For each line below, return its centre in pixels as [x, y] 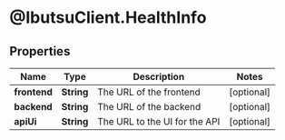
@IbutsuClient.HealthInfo [108, 18]
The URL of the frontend [149, 92]
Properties [40, 51]
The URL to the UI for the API [158, 121]
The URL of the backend [149, 107]
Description [159, 77]
